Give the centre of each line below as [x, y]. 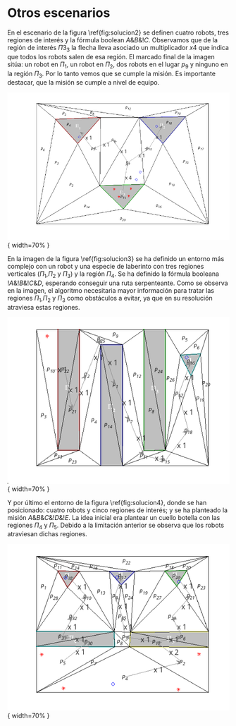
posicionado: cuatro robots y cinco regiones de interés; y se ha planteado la [117, 510]
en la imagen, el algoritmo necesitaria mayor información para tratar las [111, 290]
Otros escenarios [59, 13]
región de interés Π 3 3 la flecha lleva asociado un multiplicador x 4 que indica [118, 48]
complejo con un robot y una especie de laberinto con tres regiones [106, 267]
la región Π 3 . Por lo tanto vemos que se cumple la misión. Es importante [112, 74]
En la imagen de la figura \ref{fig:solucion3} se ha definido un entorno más [116, 259]
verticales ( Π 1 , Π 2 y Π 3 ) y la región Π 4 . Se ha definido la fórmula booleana [113, 274]
